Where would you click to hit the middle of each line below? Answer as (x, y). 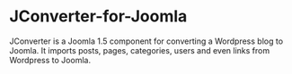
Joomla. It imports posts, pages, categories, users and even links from (140, 50)
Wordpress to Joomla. (50, 60)
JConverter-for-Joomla (98, 16)
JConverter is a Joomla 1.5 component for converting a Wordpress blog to (146, 41)
